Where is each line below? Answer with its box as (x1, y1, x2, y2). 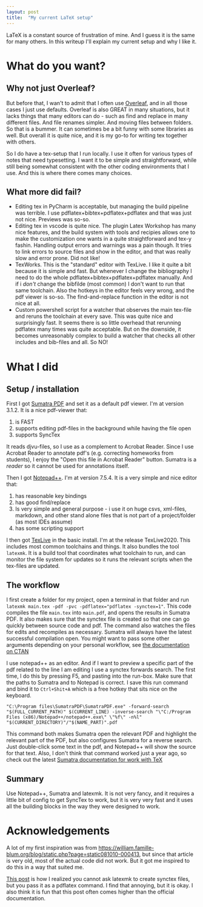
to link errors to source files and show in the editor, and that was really (15, 248, 191, 255)
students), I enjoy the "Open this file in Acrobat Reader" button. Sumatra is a (6, 456, 197, 463)
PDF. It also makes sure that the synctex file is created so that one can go (6, 615, 190, 623)
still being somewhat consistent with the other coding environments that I (6, 162, 190, 170)
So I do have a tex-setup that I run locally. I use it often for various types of (6, 150, 193, 157)
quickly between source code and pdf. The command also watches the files (6, 622, 196, 629)
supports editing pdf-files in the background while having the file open (15, 425, 191, 432)
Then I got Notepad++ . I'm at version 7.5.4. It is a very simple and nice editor (6, 474, 198, 481)
